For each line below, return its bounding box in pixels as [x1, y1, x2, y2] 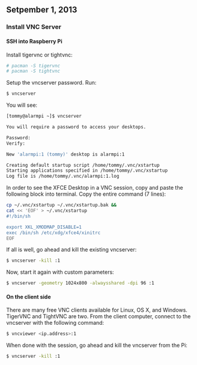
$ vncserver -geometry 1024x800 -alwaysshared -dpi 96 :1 [6, 280, 154, 286]
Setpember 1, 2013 [6, 5, 77, 15]
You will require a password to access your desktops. [6, 124, 147, 130]
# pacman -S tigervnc [6, 62, 61, 68]
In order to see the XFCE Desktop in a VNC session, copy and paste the [6, 184, 183, 192]
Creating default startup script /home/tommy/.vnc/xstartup [6, 162, 160, 168]
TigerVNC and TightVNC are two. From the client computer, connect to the [6, 313, 191, 320]
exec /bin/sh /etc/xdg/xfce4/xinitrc [6, 229, 101, 236]
